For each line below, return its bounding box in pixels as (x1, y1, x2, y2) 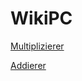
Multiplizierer (10, 40, 65, 52)
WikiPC (10, 7, 73, 30)
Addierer (10, 59, 47, 71)
